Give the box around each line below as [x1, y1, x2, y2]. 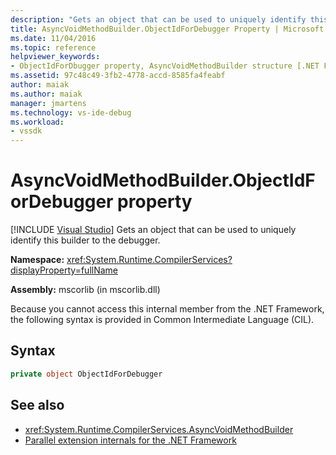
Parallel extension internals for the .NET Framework [24, 434, 237, 446]
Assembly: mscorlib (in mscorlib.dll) [10, 284, 161, 296]
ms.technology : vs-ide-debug [10, 107, 132, 118]
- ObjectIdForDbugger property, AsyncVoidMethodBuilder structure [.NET [10, 61, 320, 71]
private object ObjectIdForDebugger [10, 369, 163, 379]
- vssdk [10, 126, 43, 136]
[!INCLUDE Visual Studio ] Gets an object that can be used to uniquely [10, 224, 297, 236]
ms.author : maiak [10, 89, 83, 99]
